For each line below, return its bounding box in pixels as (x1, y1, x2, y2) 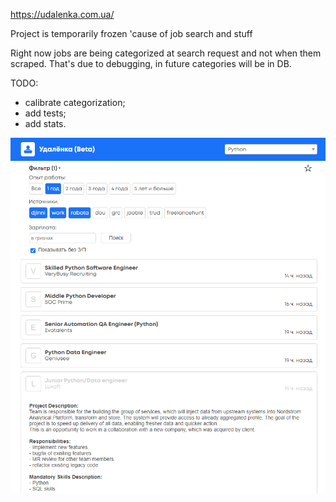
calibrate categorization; (24, 97, 126, 108)
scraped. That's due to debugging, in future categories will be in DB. (10, 58, 292, 69)
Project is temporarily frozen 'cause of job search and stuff (10, 28, 253, 39)
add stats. (24, 118, 67, 129)
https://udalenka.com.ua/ (10, 9, 115, 20)
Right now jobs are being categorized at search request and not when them (10, 47, 322, 59)
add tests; (24, 107, 67, 119)
